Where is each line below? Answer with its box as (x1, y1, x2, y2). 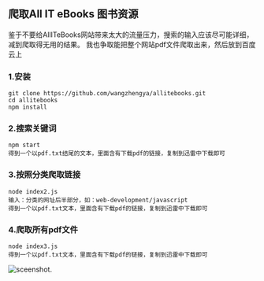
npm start (8, 141, 41, 150)
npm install (8, 103, 47, 112)
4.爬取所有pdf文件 (8, 224, 79, 235)
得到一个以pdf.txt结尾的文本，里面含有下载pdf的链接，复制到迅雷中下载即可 (8, 150, 226, 157)
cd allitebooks (8, 97, 58, 105)
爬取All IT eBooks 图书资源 (8, 7, 139, 21)
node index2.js (8, 187, 58, 195)
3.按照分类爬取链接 (8, 169, 81, 180)
